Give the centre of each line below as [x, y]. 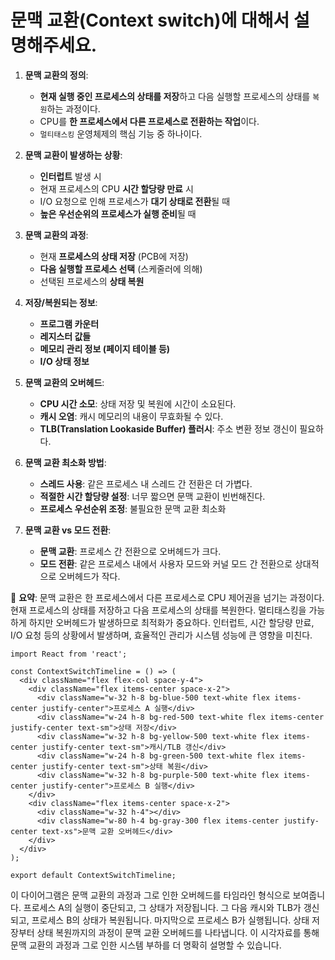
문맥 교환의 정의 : [56, 75]
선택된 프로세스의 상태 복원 [92, 281]
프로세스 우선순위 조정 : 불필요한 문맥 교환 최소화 [133, 508]
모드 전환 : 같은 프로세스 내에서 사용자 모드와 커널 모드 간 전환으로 [166, 563]
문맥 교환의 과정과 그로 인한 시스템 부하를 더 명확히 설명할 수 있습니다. [146, 945]
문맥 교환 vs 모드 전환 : [68, 530]
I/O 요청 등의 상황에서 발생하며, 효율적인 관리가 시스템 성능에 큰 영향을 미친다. [161, 635]
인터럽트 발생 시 [70, 176]
